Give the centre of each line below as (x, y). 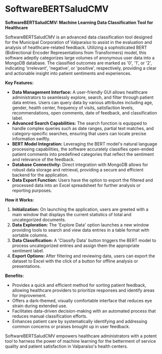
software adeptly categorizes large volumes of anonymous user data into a (80, 57)
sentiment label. (28, 251)
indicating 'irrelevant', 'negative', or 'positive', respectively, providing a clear (81, 68)
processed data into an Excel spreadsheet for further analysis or (76, 185)
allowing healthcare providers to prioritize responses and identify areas (83, 290)
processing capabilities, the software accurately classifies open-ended (83, 149)
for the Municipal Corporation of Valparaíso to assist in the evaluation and (79, 42)
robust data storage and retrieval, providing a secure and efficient (78, 169)
